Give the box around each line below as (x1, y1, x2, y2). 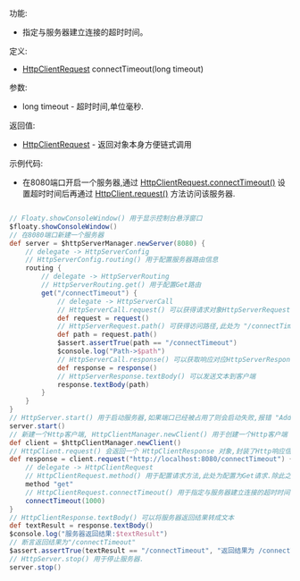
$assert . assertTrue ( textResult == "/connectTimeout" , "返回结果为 (9, 546, 254, 555)
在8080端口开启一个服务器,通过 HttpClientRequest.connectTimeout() (21, 177, 276, 188)
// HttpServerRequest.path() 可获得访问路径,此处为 (56, 322, 240, 331)
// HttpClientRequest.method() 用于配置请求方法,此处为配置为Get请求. (25, 472, 272, 481)
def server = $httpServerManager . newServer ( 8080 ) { (9, 239, 205, 248)
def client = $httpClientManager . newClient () (9, 438, 181, 447)
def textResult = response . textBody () (9, 521, 154, 530)
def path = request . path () (56, 330, 158, 340)
